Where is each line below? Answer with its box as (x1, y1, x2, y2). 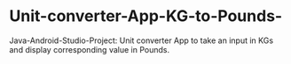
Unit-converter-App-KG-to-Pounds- (9, 6, 283, 26)
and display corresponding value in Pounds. (9, 44, 170, 54)
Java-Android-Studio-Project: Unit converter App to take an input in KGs (9, 35, 273, 46)
